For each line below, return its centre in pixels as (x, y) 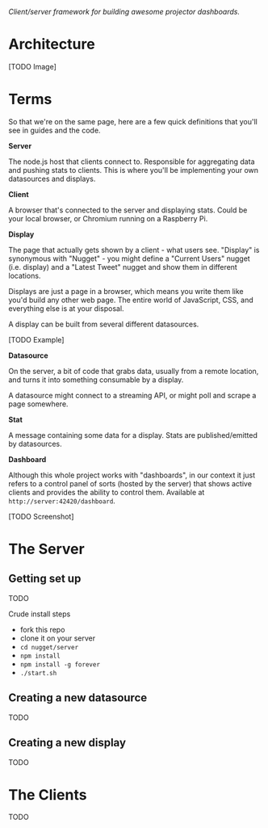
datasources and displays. (52, 179)
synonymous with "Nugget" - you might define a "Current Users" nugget (129, 258)
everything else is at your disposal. (66, 308)
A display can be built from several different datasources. (104, 324)
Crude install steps (40, 614)
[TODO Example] (36, 339)
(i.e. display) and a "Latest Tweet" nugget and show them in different (123, 267)
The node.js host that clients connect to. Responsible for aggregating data (132, 162)
